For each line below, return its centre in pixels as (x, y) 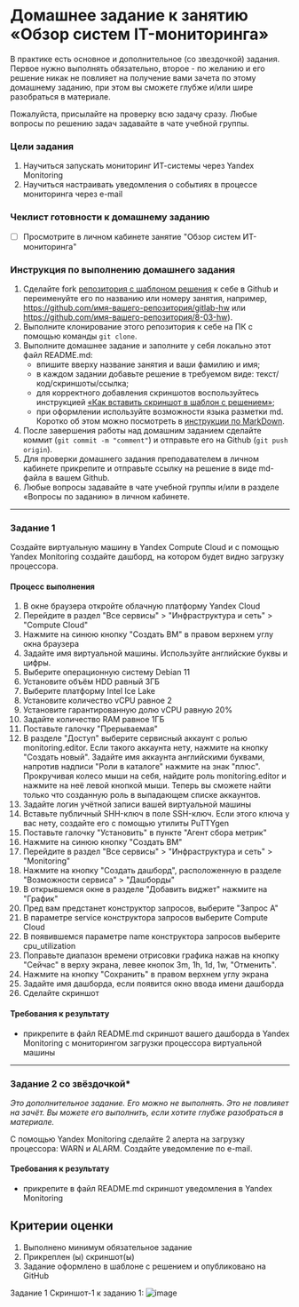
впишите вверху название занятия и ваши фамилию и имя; (148, 364)
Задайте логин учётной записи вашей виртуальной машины (137, 804)
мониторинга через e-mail (73, 194)
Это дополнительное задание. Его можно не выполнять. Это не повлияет (149, 1103)
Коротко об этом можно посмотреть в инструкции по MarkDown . (160, 421)
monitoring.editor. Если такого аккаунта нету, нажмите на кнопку (146, 748)
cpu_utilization (49, 946)
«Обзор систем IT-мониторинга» (140, 34)
